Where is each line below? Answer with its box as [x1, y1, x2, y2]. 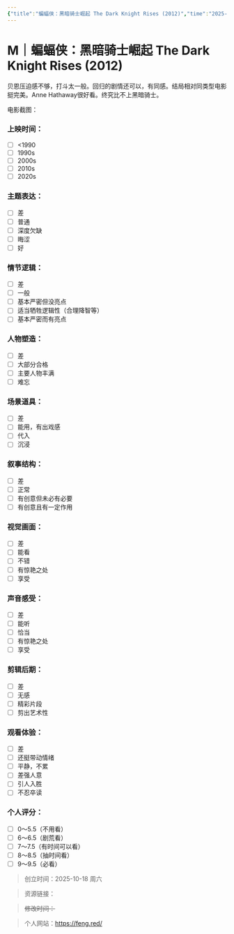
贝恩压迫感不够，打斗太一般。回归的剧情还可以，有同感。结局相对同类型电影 [7, 82, 227, 90]
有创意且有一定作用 [17, 503, 73, 511]
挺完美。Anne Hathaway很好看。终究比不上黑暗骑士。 [7, 90, 163, 98]
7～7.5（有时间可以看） [17, 842, 85, 850]
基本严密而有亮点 [17, 315, 67, 323]
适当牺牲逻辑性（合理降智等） [17, 306, 103, 315]
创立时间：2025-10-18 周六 [24, 875, 102, 883]
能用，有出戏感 [17, 423, 61, 431]
